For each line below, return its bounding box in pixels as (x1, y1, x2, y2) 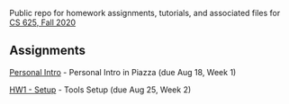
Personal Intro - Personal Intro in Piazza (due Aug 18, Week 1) (9, 66, 237, 77)
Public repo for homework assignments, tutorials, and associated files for (9, 8, 281, 18)
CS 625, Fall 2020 (9, 17, 77, 28)
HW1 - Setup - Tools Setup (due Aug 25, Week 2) (9, 84, 192, 95)
